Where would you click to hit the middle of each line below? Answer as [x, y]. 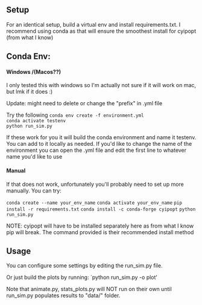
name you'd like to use [34, 157]
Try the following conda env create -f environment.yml [75, 115]
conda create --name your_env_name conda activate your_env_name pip [94, 203]
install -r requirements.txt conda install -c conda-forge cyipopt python [101, 209]
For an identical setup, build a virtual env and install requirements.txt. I [93, 24]
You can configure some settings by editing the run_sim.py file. [84, 266]
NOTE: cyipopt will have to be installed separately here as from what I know [100, 226]
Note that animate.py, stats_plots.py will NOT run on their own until [89, 289]
